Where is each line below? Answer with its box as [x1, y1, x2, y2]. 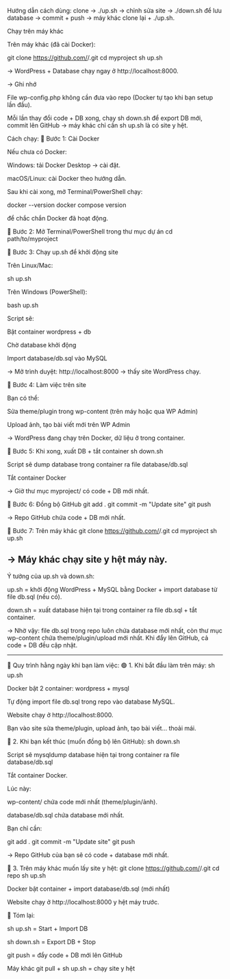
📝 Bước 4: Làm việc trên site [7, 381, 87, 388]
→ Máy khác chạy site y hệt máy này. [7, 554, 168, 565]
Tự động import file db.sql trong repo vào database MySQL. [7, 697, 175, 706]
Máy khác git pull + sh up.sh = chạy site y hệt [7, 964, 136, 972]
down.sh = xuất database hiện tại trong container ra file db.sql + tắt [7, 606, 197, 614]
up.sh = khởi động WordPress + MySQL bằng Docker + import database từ [7, 585, 218, 593]
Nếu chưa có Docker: [7, 148, 67, 156]
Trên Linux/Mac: [7, 261, 53, 269]
